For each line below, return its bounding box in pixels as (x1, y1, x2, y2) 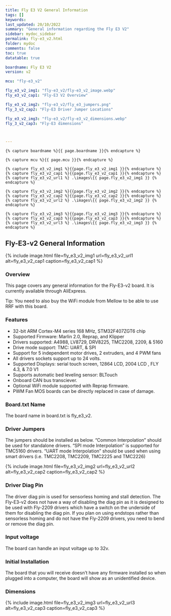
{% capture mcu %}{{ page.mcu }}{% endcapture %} (5, 157, 114, 162)
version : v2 (5, 69, 31, 75)
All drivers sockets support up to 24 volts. (12, 355, 101, 361)
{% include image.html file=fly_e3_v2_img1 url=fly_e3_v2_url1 (5, 252, 133, 259)
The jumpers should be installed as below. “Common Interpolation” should (5, 437, 162, 443)
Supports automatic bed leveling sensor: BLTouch (12, 371, 118, 378)
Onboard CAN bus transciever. (12, 377, 78, 383)
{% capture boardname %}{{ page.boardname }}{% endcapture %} (5, 149, 141, 154)
